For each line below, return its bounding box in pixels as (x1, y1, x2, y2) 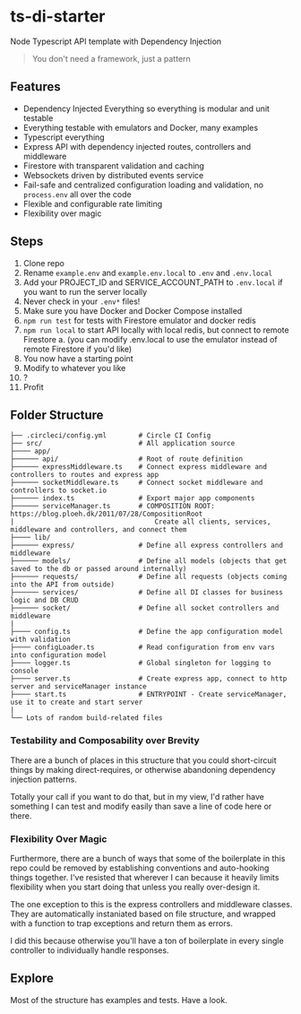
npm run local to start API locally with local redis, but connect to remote (22, 325, 289, 335)
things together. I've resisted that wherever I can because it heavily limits (10, 871, 279, 882)
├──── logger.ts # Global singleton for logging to (10, 659, 271, 668)
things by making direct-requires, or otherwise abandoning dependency (10, 764, 276, 775)
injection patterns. (10, 774, 77, 784)
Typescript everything (22, 132, 106, 143)
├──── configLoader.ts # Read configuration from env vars (10, 643, 276, 652)
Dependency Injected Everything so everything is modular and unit (22, 103, 270, 114)
